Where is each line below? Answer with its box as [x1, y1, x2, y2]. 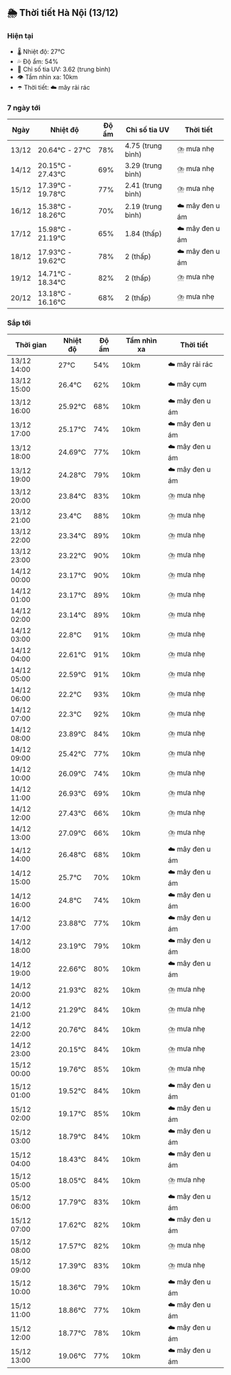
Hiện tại [7, 31, 34, 41]
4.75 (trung [124, 141, 162, 150]
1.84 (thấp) [124, 229, 162, 239]
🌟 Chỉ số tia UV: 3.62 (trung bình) [16, 65, 111, 73]
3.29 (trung [124, 161, 162, 170]
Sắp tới [7, 318, 31, 328]
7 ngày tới [7, 103, 41, 112]
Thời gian [14, 340, 47, 350]
